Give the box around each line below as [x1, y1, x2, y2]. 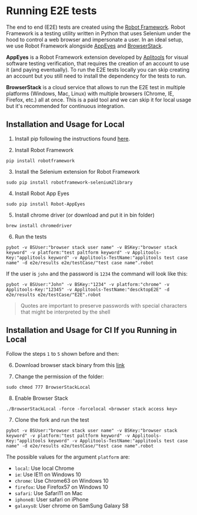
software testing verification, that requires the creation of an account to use [6, 60, 189, 67]
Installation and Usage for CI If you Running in [6, 325, 178, 335]
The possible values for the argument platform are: [6, 453, 131, 460]
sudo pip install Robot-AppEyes [6, 201, 85, 207]
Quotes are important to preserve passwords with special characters [20, 302, 187, 309]
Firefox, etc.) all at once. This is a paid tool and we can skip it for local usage [6, 96, 192, 103]
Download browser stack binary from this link [14, 361, 125, 368]
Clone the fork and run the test [14, 416, 89, 423]
